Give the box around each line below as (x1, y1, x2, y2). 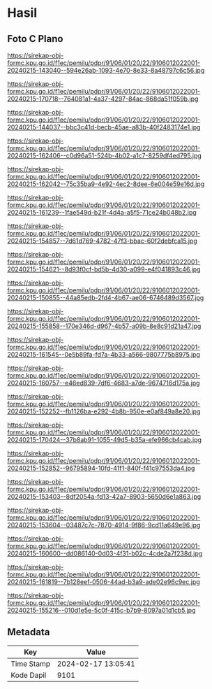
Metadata (7, 626, 50, 638)
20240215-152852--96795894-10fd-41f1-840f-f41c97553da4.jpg (7, 464, 195, 472)
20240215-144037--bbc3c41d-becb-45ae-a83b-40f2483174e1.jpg (7, 123, 201, 131)
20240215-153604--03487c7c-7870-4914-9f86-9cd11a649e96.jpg (7, 521, 201, 529)
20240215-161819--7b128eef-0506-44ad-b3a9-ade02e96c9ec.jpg (7, 578, 200, 585)
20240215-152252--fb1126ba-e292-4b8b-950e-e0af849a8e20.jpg (7, 407, 201, 415)
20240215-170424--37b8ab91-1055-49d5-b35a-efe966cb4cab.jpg (7, 436, 202, 443)
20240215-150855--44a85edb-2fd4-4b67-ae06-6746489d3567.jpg (7, 294, 204, 301)
